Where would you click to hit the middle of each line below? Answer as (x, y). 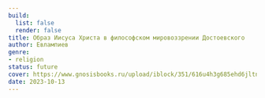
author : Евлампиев (38, 45)
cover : (19, 74)
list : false (35, 23)
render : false (38, 30)
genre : (19, 52)
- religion (26, 60)
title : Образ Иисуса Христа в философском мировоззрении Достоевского (127, 38)
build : (19, 15)
